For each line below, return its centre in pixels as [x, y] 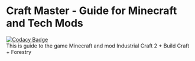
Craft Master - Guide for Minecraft [92, 11]
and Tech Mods [45, 23]
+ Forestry [19, 52]
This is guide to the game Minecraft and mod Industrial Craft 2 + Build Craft [98, 46]
